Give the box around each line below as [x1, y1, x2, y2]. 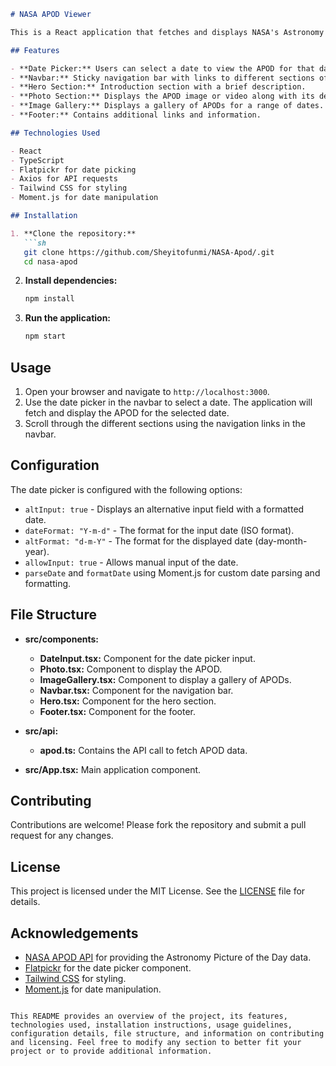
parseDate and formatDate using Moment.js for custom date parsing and [24, 566, 321, 579]
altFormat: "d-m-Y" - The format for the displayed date [24, 535, 253, 547]
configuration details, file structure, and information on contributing [10, 1029, 325, 1039]
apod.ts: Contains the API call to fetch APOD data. [39, 744, 248, 756]
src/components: [24, 633, 99, 645]
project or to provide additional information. [10, 1046, 213, 1056]
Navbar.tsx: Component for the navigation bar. [39, 684, 234, 696]
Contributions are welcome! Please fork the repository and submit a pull [10, 819, 307, 831]
